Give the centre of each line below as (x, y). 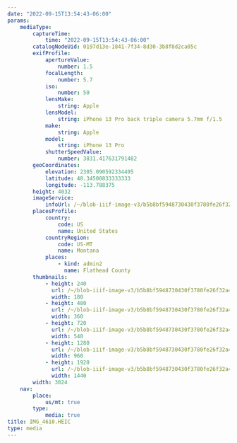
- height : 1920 (67, 363)
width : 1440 (69, 376)
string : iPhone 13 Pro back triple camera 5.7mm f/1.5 (140, 119)
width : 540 (67, 336)
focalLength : (64, 73)
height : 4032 (52, 192)
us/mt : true (62, 402)
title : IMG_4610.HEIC (39, 422)
